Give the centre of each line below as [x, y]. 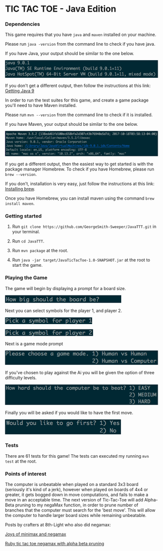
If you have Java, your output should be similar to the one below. [70, 53]
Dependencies [23, 24]
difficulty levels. [21, 378]
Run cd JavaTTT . [28, 241]
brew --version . [21, 174]
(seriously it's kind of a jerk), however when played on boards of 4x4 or [77, 489]
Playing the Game [26, 278]
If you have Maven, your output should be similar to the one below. [72, 124]
